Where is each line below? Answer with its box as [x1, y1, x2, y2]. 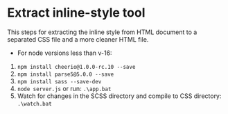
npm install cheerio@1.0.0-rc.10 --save [17, 63, 136, 70]
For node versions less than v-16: [17, 49, 112, 57]
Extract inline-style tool [7, 5, 146, 21]
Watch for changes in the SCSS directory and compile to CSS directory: [17, 92, 222, 100]
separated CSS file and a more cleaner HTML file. [7, 35, 149, 43]
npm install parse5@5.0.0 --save [17, 71, 114, 78]
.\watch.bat [17, 100, 52, 107]
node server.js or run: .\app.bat [17, 84, 112, 92]
